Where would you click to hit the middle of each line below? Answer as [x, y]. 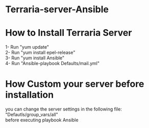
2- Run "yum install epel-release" [40, 53]
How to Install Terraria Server [69, 33]
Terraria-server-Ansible [57, 9]
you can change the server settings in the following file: [64, 109]
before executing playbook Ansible [42, 120]
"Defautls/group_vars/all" [32, 115]
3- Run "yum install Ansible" [35, 58]
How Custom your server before [75, 84]
